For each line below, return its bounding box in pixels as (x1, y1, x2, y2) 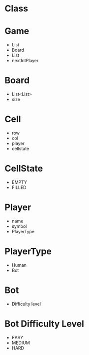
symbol (11, 223, 27, 229)
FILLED (11, 184, 27, 190)
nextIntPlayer (11, 58, 39, 64)
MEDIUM (11, 340, 30, 346)
